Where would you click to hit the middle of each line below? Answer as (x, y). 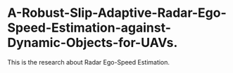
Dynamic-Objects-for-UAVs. (93, 43)
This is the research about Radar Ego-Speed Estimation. (89, 62)
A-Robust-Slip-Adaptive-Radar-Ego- (117, 13)
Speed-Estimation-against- (89, 28)
